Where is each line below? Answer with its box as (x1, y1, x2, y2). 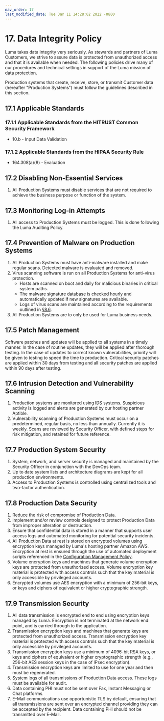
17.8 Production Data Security (5, 499, 97, 507)
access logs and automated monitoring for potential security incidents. (12, 533, 155, 539)
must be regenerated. (12, 669, 56, 675)
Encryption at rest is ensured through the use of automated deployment (12, 549, 157, 555)
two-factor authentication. (12, 485, 65, 491)
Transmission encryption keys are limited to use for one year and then (12, 664, 153, 670)
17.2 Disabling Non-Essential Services (5, 174, 123, 182)
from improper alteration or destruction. (12, 523, 93, 528)
